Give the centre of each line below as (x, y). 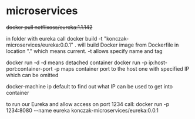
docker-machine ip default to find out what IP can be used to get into (90, 86)
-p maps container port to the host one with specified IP (122, 68)
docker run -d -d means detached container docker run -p (77, 62)
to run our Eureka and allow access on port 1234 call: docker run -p (88, 104)
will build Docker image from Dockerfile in (128, 45)
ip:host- (158, 62)
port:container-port (29, 68)
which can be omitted (32, 75)
